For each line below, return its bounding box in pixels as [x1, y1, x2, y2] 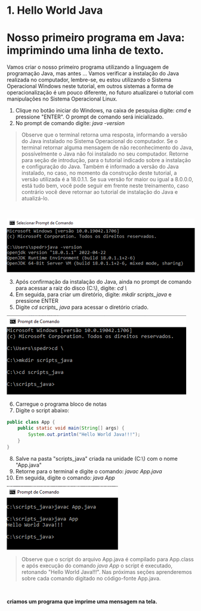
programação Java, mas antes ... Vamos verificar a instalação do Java [7, 70, 180, 77]
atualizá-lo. [21, 195, 50, 202]
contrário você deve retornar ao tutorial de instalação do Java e [21, 189, 178, 196]
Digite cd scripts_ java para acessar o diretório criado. [15, 303, 149, 311]
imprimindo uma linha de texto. [7, 44, 164, 57]
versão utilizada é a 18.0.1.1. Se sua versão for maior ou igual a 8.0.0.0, [21, 176, 193, 183]
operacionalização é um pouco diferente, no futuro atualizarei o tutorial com [7, 89, 194, 96]
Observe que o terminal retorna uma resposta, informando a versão [21, 131, 187, 138]
